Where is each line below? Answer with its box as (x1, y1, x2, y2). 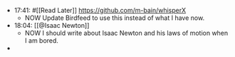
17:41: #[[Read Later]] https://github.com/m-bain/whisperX (14, 6, 187, 14)
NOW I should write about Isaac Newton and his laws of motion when (24, 28, 229, 37)
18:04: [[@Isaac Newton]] (14, 21, 90, 29)
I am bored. (24, 36, 59, 45)
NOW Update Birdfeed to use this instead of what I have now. (24, 14, 205, 22)
